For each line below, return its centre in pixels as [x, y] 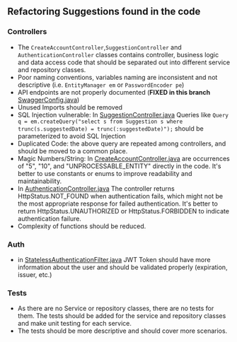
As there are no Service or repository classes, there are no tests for [116, 308]
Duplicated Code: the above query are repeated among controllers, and [122, 143]
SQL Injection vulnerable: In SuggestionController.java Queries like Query [123, 114]
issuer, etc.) [35, 274]
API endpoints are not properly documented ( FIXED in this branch [114, 92]
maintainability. [40, 181]
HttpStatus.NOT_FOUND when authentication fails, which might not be [120, 196]
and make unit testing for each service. [75, 324]
